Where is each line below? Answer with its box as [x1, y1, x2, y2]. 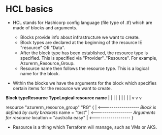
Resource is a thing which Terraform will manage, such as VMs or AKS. [12, 124, 157, 130]
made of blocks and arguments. [12, 24, 78, 30]
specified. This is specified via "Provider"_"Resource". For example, [20, 55, 158, 61]
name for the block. [20, 70, 60, 76]
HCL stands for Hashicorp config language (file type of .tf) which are [12, 20, 153, 25]
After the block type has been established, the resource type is [20, 50, 148, 56]
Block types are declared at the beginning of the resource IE [20, 39, 142, 45]
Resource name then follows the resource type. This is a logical [20, 65, 149, 71]
